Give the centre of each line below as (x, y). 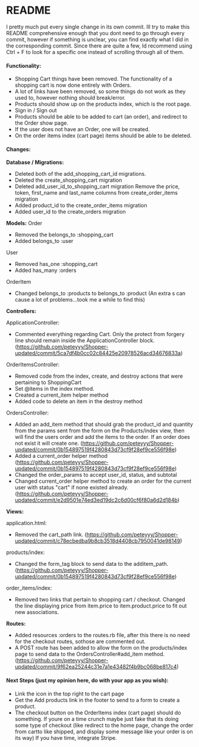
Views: (15, 512)
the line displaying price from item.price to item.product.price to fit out (101, 606)
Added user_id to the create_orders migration (70, 212)
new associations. (37, 612)
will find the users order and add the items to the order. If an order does (102, 437)
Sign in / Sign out (36, 110)
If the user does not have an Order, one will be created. (82, 129)
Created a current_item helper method (61, 395)
